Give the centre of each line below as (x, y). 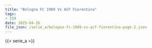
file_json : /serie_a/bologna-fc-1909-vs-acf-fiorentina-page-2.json (76, 27)
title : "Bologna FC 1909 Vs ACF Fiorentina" (51, 9)
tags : (10, 14)
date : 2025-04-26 (23, 23)
